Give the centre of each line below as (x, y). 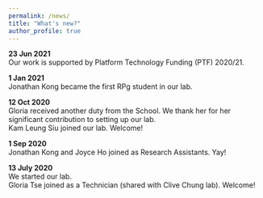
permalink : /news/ (39, 16)
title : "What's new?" (45, 23)
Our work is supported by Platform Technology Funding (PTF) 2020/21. (126, 62)
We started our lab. (40, 177)
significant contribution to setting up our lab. (82, 120)
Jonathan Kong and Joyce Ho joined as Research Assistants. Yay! (117, 152)
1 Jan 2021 (26, 78)
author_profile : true (45, 31)
